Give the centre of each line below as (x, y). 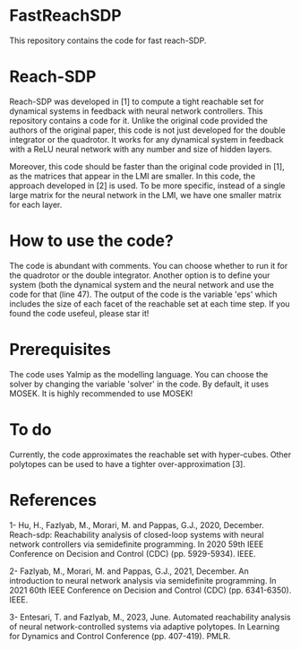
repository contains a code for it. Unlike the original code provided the (139, 120)
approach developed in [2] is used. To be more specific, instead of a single (147, 186)
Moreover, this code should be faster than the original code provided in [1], (147, 166)
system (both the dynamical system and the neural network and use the (142, 284)
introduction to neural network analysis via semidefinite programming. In (143, 580)
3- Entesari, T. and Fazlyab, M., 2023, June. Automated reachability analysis (150, 617)
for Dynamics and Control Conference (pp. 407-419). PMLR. (120, 636)
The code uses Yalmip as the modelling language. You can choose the (139, 374)
